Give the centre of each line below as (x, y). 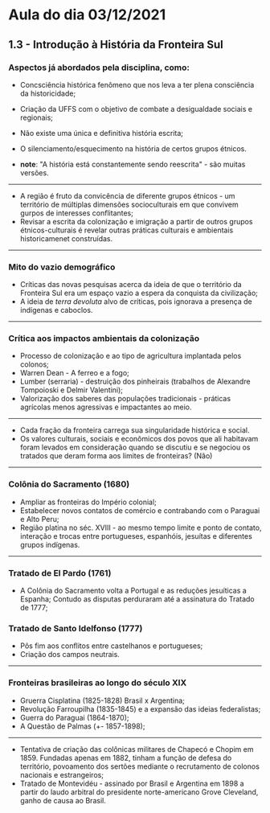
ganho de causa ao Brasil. (63, 800)
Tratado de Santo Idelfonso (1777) (76, 628)
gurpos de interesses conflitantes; (77, 213)
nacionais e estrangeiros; (62, 774)
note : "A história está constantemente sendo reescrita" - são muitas (133, 164)
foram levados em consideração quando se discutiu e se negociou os (135, 447)
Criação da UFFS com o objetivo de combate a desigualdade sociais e (136, 109)
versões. (35, 172)
